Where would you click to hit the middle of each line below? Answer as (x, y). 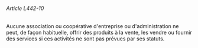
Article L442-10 (25, 8)
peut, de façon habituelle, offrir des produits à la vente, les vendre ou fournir (99, 33)
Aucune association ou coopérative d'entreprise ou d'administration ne (92, 26)
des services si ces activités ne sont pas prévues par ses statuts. (85, 39)
